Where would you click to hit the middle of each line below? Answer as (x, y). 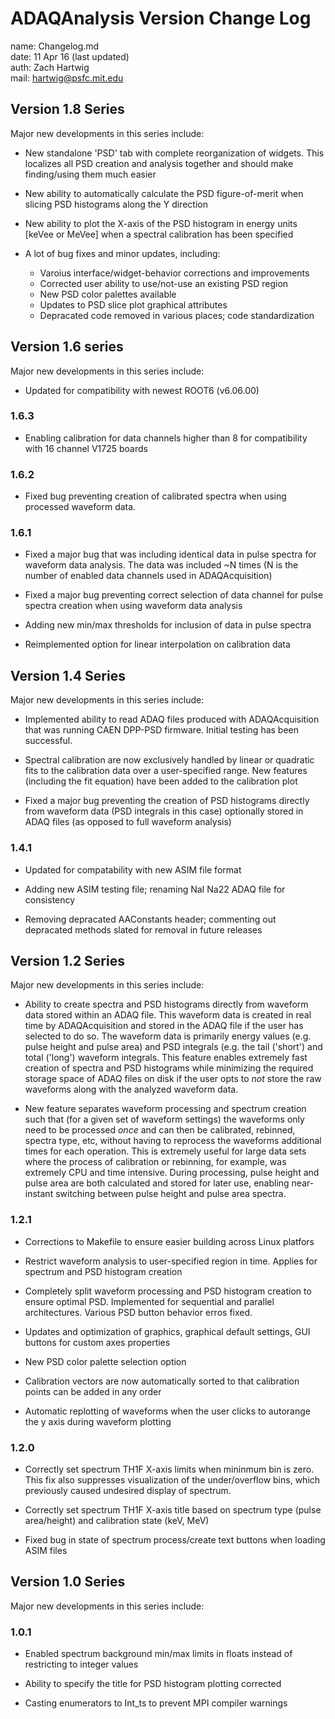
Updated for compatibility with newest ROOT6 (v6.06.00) (142, 390)
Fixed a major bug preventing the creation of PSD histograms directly (167, 801)
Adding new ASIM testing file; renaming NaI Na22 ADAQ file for (155, 889)
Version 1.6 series (67, 347)
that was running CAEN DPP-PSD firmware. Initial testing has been (162, 730)
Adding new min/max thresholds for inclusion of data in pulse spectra (168, 625)
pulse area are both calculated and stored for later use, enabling (157, 1183)
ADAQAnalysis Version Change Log (161, 18)
